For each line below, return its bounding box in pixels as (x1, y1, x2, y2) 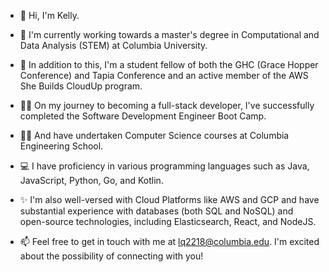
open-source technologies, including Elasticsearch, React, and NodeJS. (19, 216, 317, 227)
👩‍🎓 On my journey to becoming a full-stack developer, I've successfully (19, 100, 315, 111)
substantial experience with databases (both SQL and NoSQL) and (19, 205, 294, 217)
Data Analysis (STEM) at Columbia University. (19, 40, 208, 51)
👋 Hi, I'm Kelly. (19, 10, 80, 21)
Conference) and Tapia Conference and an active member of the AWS (19, 70, 309, 81)
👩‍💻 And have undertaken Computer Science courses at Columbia (19, 130, 290, 141)
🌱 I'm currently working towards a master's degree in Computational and (19, 29, 320, 40)
